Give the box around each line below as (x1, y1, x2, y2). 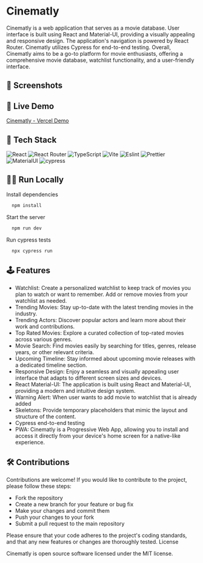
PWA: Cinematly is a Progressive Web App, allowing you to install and (15, 426, 189, 433)
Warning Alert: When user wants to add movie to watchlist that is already (15, 393, 197, 401)
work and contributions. (15, 323, 75, 331)
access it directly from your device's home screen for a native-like (15, 432, 181, 440)
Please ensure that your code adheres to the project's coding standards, (6, 532, 187, 539)
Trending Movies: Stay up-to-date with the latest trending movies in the (15, 304, 194, 311)
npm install (12, 202, 42, 208)
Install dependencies (6, 191, 59, 198)
